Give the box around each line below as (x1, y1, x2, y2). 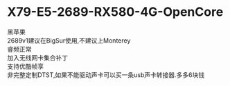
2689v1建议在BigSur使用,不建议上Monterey (7, 36, 131, 45)
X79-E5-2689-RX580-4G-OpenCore (7, 4, 224, 20)
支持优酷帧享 (7, 62, 44, 70)
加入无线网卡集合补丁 (7, 53, 68, 62)
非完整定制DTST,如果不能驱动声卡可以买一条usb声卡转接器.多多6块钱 (7, 70, 205, 79)
